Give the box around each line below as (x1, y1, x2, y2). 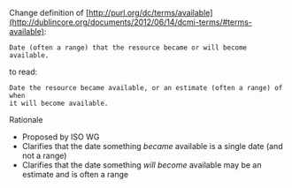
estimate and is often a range (21, 169, 129, 179)
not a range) (21, 150, 67, 161)
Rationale (9, 115, 43, 124)
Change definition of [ (9, 8, 89, 18)
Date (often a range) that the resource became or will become (9, 43, 248, 52)
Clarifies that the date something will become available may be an (21, 160, 263, 170)
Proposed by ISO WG (21, 132, 100, 142)
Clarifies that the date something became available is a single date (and (21, 141, 283, 151)
